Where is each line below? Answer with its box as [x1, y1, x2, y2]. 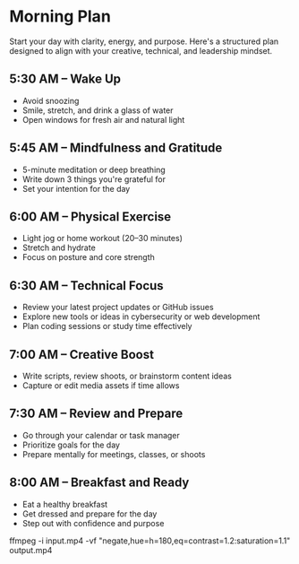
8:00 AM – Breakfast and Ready [9, 475, 190, 490]
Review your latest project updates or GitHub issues [21, 302, 214, 313]
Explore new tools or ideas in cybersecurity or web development [21, 311, 261, 322]
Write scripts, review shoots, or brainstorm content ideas [21, 370, 233, 381]
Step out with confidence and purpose [21, 517, 165, 528]
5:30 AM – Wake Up [9, 72, 122, 87]
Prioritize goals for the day [21, 439, 121, 450]
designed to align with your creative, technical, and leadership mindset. [9, 45, 273, 56]
